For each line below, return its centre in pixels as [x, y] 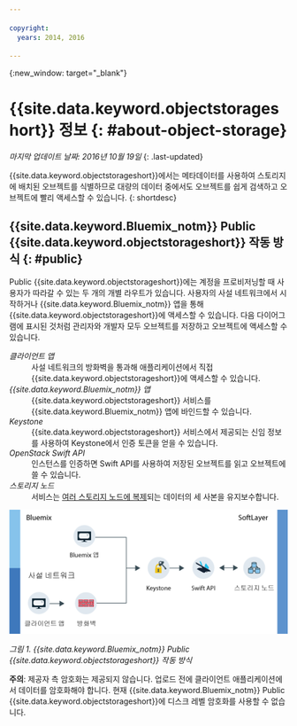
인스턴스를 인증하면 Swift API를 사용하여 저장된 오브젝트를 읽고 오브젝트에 [159, 464]
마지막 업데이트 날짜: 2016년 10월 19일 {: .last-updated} [106, 157]
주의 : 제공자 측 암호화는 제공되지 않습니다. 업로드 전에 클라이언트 [120, 679]
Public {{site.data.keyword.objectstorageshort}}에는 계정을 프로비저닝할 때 [142, 282]
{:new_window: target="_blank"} [69, 73]
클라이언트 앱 [32, 356]
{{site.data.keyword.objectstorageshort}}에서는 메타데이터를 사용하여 [133, 176]
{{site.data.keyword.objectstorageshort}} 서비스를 [122, 400]
